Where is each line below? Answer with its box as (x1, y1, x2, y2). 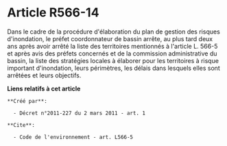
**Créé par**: (7, 97, 48, 104)
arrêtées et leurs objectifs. (7, 71, 82, 80)
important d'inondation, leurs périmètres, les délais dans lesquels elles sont (7, 64, 221, 72)
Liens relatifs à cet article (7, 84, 81, 93)
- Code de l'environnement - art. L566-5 (13, 134, 134, 141)
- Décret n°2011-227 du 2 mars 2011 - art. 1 (13, 110, 146, 117)
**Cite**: (7, 121, 36, 128)
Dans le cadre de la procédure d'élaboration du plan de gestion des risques (7, 27, 221, 36)
